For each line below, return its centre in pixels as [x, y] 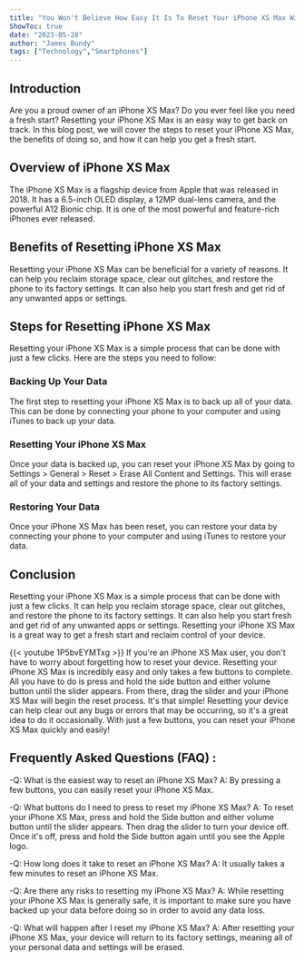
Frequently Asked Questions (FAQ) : [113, 758]
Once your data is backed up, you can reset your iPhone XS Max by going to [152, 463]
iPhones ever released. [52, 218]
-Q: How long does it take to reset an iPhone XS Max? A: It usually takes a [147, 863]
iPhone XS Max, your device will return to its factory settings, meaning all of [151, 937]
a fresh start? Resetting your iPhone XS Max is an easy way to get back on [148, 120]
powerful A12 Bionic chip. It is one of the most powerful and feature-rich [144, 209]
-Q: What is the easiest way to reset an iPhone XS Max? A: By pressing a [145, 780]
